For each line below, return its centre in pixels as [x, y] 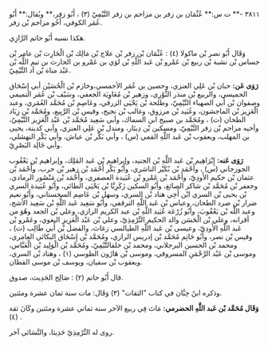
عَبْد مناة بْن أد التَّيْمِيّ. [40, 70]
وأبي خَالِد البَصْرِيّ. [35, 145]
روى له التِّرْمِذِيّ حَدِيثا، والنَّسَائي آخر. [62, 332]
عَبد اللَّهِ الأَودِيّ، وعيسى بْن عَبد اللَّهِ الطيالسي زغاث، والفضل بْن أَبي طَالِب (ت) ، [126, 228]
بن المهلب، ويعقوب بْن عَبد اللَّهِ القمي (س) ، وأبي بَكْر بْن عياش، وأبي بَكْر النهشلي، [130, 136]
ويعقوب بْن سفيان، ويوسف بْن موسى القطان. [76, 262]
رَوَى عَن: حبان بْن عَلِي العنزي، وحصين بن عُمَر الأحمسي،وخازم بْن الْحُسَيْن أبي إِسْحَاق [134, 86]
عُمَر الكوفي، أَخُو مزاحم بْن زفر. [56, 22]
